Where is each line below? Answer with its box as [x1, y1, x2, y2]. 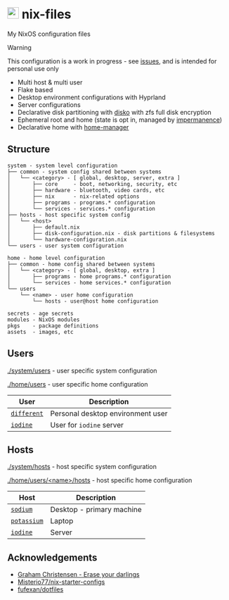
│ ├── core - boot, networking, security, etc [7, 180, 178, 187]
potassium [11, 517, 44, 525]
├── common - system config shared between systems [7, 168, 162, 175]
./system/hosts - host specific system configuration [7, 463, 157, 471]
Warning [7, 43, 32, 51]
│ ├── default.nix [7, 223, 80, 231]
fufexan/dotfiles [17, 585, 64, 594]
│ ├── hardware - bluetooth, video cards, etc [7, 187, 165, 194]
